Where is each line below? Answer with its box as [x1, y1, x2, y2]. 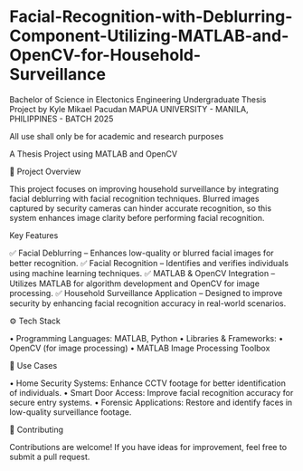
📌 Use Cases [9, 360, 58, 370]
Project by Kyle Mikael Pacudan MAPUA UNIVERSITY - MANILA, [9, 103, 249, 114]
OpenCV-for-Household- [9, 45, 202, 65]
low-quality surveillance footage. [9, 406, 132, 418]
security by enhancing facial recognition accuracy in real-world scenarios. [9, 297, 287, 309]
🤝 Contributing [9, 424, 64, 435]
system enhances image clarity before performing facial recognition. [9, 212, 265, 223]
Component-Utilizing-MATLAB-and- [9, 25, 289, 46]
